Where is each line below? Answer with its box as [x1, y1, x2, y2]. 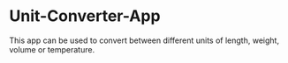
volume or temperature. [9, 44, 95, 54]
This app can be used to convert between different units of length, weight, [9, 35, 280, 45]
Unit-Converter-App [9, 6, 161, 26]
